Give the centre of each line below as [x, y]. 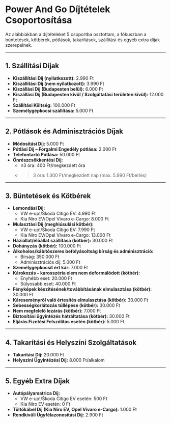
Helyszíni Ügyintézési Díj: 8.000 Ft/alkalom [59, 360]
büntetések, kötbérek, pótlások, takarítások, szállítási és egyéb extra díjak [83, 40]
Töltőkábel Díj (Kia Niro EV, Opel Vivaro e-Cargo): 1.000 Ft [75, 409]
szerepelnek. [19, 45]
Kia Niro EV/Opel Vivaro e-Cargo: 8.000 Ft [64, 219]
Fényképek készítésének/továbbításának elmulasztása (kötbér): [82, 289]
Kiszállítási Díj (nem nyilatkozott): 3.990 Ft [58, 83]
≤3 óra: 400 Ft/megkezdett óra [53, 165]
